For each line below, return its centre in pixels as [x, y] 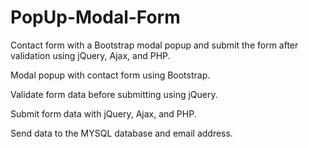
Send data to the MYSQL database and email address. [121, 133]
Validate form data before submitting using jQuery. [114, 94]
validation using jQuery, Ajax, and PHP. [90, 55]
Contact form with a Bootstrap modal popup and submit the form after [154, 45]
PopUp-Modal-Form [95, 17]
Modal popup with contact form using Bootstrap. [110, 75]
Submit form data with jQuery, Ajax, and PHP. [103, 113]
